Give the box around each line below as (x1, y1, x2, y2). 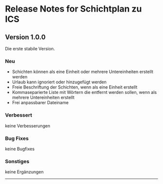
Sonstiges (5, 158, 30, 165)
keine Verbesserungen (5, 123, 50, 129)
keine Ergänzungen (5, 169, 44, 175)
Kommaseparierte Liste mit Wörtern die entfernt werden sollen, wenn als (12, 90, 157, 95)
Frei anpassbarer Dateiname (12, 100, 69, 106)
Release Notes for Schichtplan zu (5, 3, 142, 15)
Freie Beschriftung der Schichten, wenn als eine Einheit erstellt (12, 84, 137, 90)
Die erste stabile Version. (5, 46, 55, 51)
